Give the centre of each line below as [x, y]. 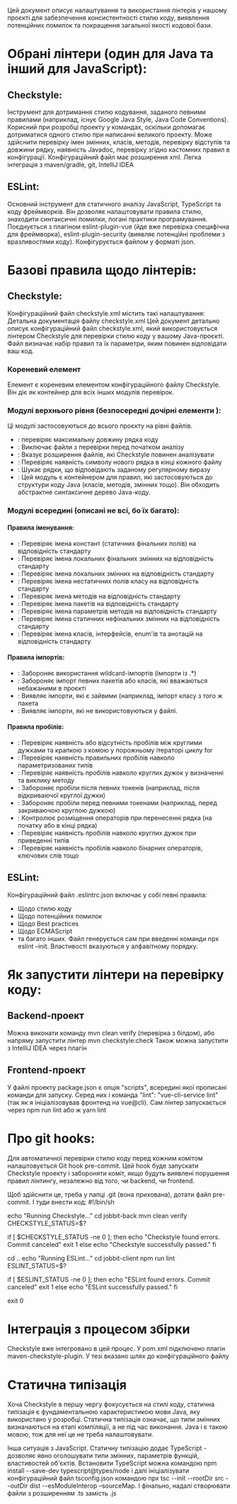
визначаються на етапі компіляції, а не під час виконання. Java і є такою [117, 1427]
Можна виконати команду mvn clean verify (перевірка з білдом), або [111, 1032]
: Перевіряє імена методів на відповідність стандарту [99, 596]
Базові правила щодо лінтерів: [102, 270]
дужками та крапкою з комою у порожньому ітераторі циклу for [115, 750]
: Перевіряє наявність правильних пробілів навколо [96, 758]
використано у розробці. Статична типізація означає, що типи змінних [114, 1420]
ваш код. [21, 351]
